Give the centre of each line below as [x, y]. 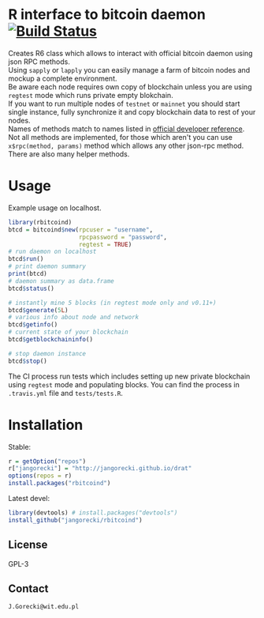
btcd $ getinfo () [33, 325]
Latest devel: [29, 499]
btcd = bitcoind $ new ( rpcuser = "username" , [81, 230]
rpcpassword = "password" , [123, 237]
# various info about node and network [74, 318]
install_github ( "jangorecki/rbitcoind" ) [76, 520]
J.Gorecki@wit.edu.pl [44, 607]
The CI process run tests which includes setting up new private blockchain [129, 376]
